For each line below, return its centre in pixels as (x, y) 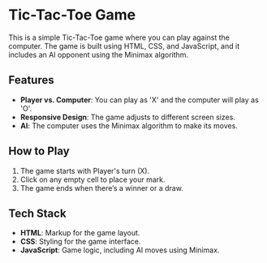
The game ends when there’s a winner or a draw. (102, 188)
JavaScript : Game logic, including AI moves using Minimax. (120, 250)
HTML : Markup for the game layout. (80, 233)
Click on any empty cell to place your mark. (93, 179)
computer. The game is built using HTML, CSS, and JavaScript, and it (124, 45)
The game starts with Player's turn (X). (85, 170)
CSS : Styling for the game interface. (80, 242)
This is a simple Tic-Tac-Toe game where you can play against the (119, 37)
